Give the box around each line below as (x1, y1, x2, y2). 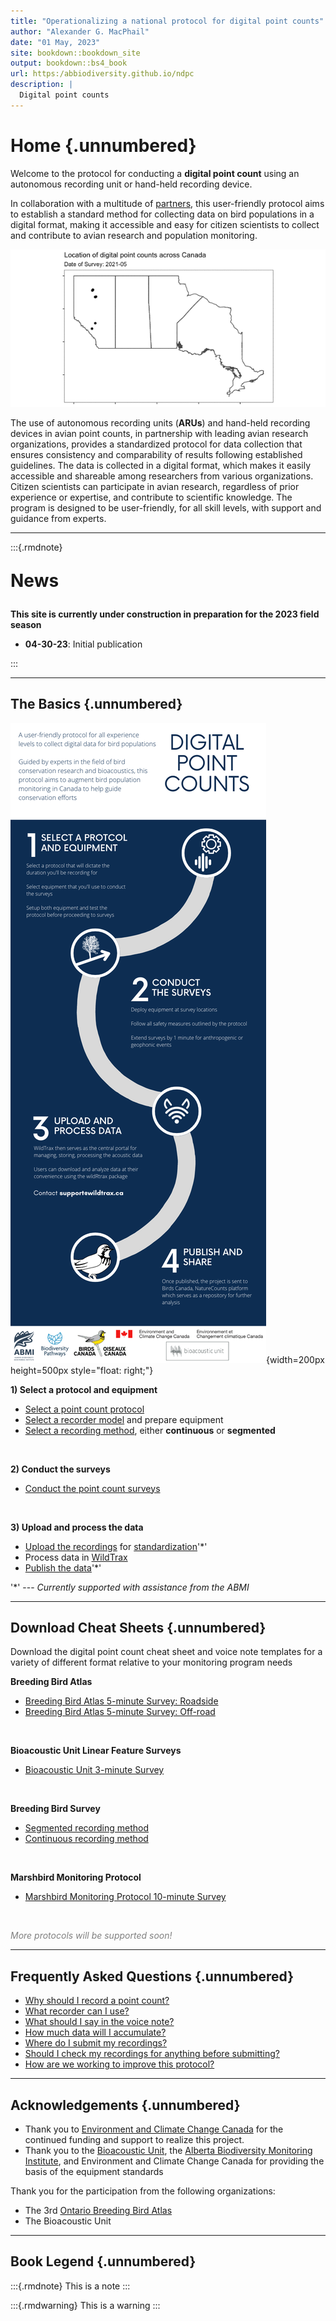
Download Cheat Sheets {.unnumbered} (10, 1619, 267, 1636)
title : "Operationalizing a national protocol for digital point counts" (10, 16, 325, 26)
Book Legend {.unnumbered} (10, 2253, 197, 2270)
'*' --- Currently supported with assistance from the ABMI (10, 1581, 250, 1593)
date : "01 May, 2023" (10, 37, 101, 47)
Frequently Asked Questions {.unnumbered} (10, 1968, 295, 1985)
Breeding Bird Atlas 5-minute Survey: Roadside (24, 1695, 219, 1707)
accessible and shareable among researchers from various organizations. (10, 470, 314, 482)
